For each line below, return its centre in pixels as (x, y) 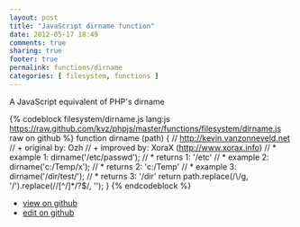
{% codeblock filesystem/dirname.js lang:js (90, 118)
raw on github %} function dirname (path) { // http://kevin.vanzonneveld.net (150, 138)
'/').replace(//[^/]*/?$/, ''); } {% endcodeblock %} (100, 186)
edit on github (48, 213)
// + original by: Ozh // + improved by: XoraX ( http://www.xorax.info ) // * (143, 147)
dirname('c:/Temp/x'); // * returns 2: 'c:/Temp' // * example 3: (123, 166)
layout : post (34, 17)
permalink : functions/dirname (66, 68)
